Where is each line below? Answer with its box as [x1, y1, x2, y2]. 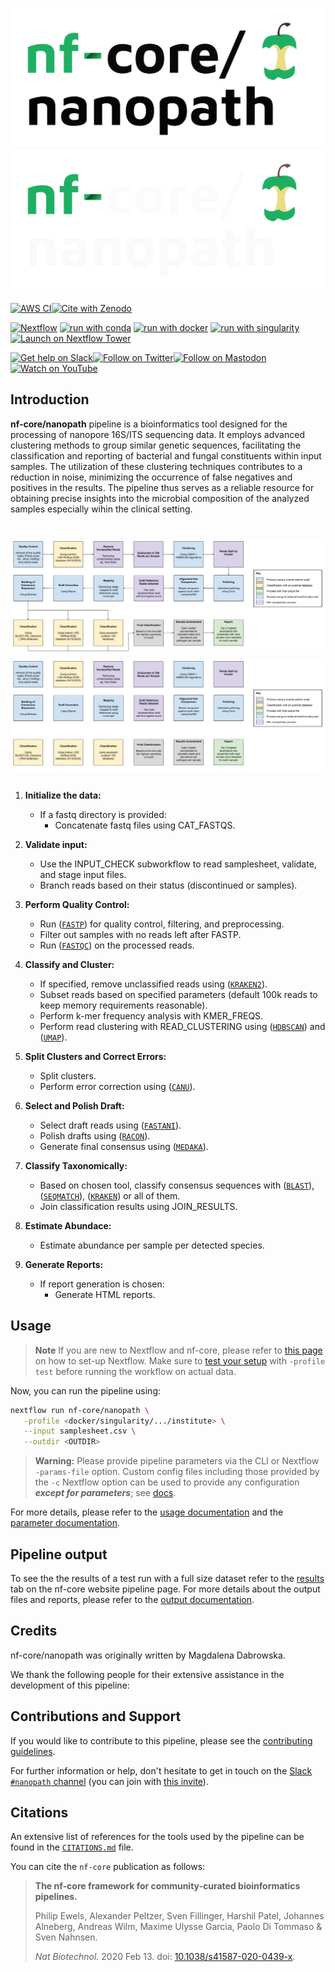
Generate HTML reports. [54, 1288, 156, 1300]
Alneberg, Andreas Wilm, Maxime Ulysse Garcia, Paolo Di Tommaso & [34, 1921, 323, 1933]
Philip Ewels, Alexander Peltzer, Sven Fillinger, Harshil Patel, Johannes [34, 1910, 325, 1922]
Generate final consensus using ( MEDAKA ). [39, 1140, 209, 1152]
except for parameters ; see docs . [34, 1487, 177, 1499]
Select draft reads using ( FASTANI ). [39, 1119, 182, 1131]
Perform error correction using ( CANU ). [39, 1080, 196, 1092]
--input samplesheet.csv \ [23, 1426, 137, 1437]
